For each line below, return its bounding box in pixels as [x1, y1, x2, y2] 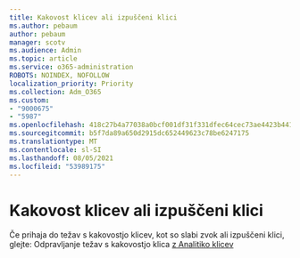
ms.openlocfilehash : [9, 121, 87, 130]
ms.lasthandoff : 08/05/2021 [9, 153, 114, 163]
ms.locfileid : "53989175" [9, 162, 105, 171]
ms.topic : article [9, 54, 78, 63]
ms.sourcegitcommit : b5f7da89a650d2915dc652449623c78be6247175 [9, 129, 250, 138]
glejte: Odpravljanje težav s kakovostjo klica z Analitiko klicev [9, 239, 234, 250]
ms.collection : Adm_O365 [9, 87, 102, 96]
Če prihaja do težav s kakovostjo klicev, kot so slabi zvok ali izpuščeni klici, [9, 230, 285, 240]
